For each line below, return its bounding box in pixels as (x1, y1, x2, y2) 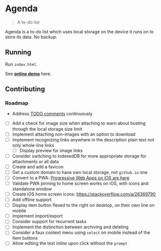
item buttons (12, 235, 38, 241)
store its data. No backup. (5, 34, 57, 40)
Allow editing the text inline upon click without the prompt (12, 240, 128, 246)
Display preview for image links (19, 147, 83, 153)
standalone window (12, 186, 52, 192)
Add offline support (12, 197, 52, 203)
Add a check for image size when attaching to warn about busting (12, 120, 146, 126)
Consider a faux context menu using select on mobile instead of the (12, 229, 151, 236)
